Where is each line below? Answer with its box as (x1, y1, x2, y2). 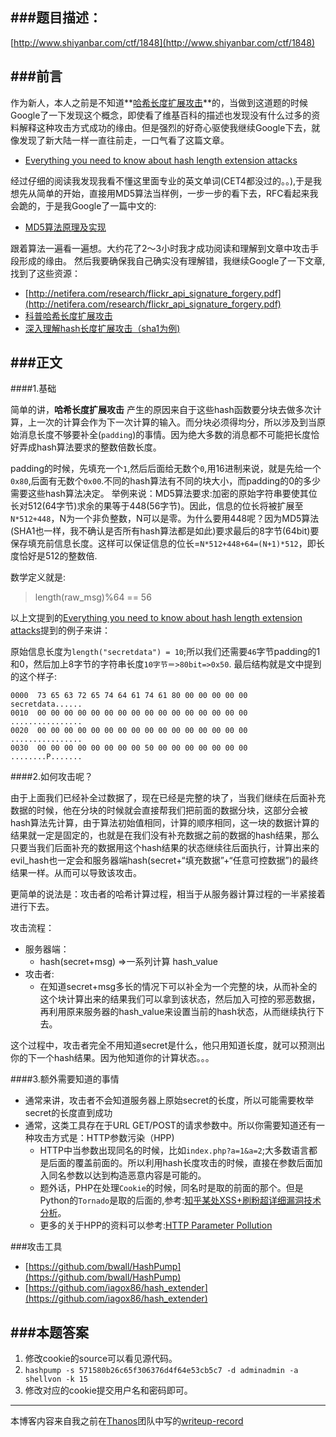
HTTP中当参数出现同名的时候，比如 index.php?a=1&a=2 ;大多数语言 (39, 1144, 309, 1157)
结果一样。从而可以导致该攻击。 (10, 867, 142, 879)
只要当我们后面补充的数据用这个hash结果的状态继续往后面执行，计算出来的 (10, 842, 320, 854)
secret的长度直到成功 (24, 1107, 113, 1119)
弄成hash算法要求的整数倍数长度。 (18, 441, 162, 453)
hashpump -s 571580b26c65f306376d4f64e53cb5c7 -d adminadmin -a (24, 1366, 299, 1376)
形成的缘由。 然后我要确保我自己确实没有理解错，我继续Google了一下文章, (18, 254, 326, 267)
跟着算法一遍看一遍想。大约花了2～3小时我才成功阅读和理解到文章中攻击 (10, 242, 311, 254)
